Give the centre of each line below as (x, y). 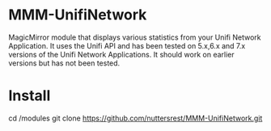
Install (30, 96)
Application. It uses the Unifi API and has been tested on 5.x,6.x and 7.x (127, 45)
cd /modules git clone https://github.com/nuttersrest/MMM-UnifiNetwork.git (135, 118)
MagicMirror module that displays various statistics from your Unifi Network (135, 37)
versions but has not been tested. (64, 63)
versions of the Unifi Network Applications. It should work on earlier (121, 54)
